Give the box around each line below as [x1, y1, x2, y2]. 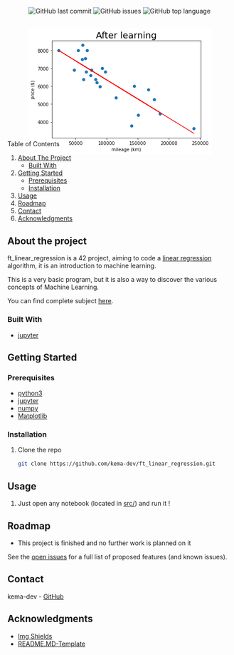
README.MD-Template [17, 639, 86, 648]
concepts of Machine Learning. [7, 283, 100, 292]
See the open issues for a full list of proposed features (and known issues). [7, 552, 228, 561]
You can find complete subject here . [7, 297, 114, 305]
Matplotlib [17, 412, 48, 420]
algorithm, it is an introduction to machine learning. [7, 261, 156, 270]
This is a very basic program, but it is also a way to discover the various [7, 275, 218, 284]
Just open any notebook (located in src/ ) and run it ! [17, 499, 171, 508]
